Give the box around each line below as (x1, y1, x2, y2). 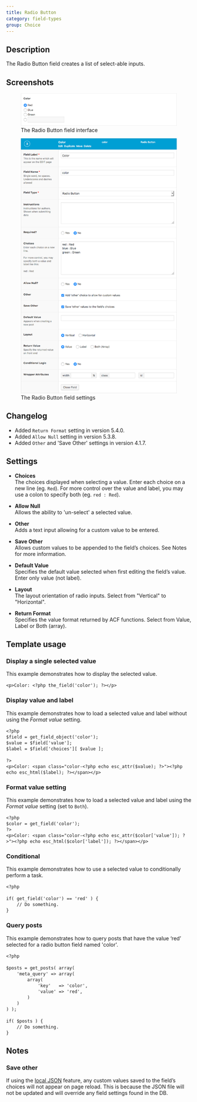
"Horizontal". (14, 598, 46, 605)
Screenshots (6, 77, 54, 87)
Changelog (6, 411, 48, 421)
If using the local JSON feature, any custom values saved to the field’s (6, 1077, 176, 1084)
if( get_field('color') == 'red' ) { (6, 896, 99, 902)
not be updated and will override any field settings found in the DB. (6, 1090, 169, 1097)
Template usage (6, 639, 66, 649)
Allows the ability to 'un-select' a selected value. (14, 508, 132, 516)
